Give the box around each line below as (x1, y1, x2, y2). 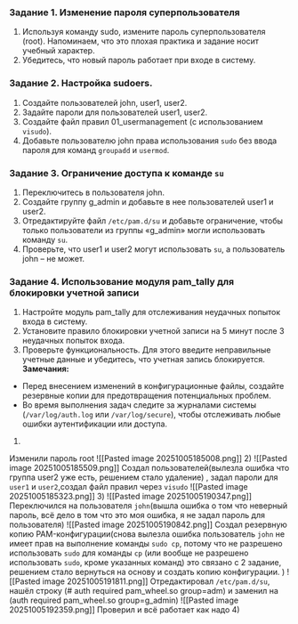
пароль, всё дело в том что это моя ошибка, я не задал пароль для (9, 510, 265, 521)
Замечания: (21, 363, 69, 375)
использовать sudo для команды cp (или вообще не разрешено (9, 547, 249, 558)
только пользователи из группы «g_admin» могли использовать (21, 224, 265, 235)
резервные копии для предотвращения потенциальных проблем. (21, 390, 271, 401)
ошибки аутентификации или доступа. (21, 418, 167, 429)
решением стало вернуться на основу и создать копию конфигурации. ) (9, 567, 286, 578)
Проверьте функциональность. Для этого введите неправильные (21, 344, 271, 355)
